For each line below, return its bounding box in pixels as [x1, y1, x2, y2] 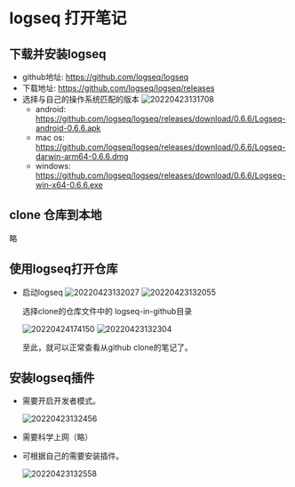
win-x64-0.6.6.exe [35, 180, 104, 190]
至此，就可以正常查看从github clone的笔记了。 [21, 342, 193, 353]
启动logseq [21, 287, 64, 297]
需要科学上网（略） [21, 432, 93, 442]
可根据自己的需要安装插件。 [21, 450, 124, 461]
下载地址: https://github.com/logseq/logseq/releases [21, 83, 215, 93]
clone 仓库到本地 [9, 207, 102, 223]
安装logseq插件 [9, 370, 95, 386]
